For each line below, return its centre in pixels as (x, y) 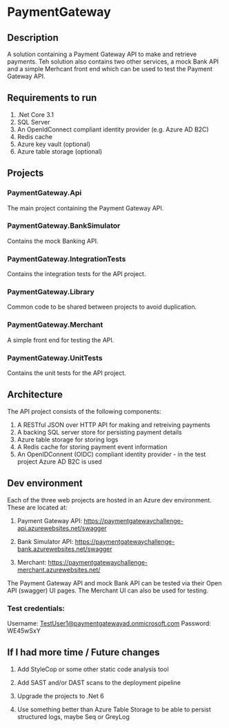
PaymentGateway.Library (51, 292)
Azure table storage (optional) (60, 151)
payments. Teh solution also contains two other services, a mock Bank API (113, 62)
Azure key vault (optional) (54, 144)
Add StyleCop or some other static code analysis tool (93, 669)
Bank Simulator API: (45, 541)
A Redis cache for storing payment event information (92, 446)
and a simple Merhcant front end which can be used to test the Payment (110, 69)
